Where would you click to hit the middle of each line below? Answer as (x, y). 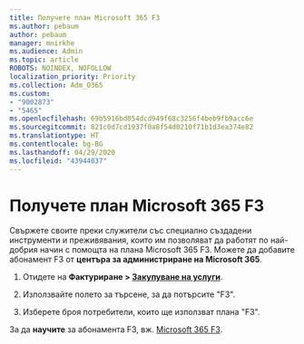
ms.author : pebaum (44, 26)
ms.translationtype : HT (54, 136)
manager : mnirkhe (42, 43)
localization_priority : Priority (73, 77)
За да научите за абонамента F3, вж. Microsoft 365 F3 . (116, 330)
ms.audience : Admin (46, 52)
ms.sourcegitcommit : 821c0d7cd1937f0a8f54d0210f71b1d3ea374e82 (132, 128)
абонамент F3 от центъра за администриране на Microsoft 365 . (136, 260)
